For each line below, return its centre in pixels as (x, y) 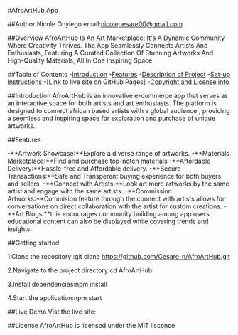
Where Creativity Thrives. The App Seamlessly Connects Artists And (108, 45)
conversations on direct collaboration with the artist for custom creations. (115, 206)
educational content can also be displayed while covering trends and (108, 221)
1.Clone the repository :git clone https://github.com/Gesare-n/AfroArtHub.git (119, 256)
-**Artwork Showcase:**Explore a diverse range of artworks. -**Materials (118, 153)
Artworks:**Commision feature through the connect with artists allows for (116, 199)
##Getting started (33, 243)
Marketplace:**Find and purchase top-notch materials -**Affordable (109, 161)
